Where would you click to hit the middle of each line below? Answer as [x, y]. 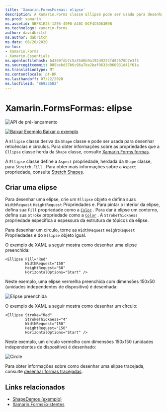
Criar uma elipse [31, 187]
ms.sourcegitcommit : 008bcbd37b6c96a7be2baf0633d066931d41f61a [72, 65]
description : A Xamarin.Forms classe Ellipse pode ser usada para [75, 14]
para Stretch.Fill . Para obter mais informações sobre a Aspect [71, 166]
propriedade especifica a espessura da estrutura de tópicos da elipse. [77, 220]
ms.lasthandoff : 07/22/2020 [34, 79]
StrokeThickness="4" [46, 320]
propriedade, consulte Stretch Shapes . [45, 172]
